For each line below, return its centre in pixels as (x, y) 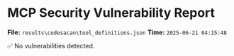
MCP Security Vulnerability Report (111, 13)
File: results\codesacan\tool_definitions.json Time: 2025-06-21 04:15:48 (117, 32)
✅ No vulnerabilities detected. (51, 45)
